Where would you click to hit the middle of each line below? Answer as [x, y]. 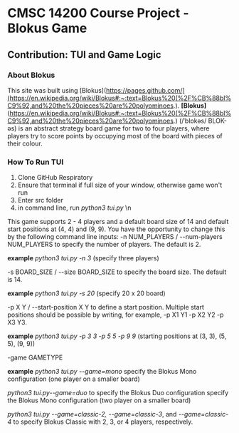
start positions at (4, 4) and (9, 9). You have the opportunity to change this [116, 229]
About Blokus [31, 75]
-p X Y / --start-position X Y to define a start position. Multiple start [106, 307]
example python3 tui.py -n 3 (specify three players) [84, 258]
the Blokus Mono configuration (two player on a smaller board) [99, 400]
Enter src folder [41, 200]
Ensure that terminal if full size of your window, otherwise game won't [120, 185]
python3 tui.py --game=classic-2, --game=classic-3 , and [92, 414]
